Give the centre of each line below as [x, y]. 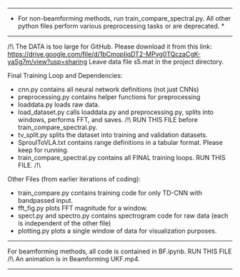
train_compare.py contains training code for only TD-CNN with [110, 193]
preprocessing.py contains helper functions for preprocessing [109, 97]
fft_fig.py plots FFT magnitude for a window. [82, 208]
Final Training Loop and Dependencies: [65, 75]
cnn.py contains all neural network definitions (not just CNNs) [108, 89]
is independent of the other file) [64, 223]
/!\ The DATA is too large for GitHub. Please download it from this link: [110, 46]
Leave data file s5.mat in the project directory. [156, 62]
